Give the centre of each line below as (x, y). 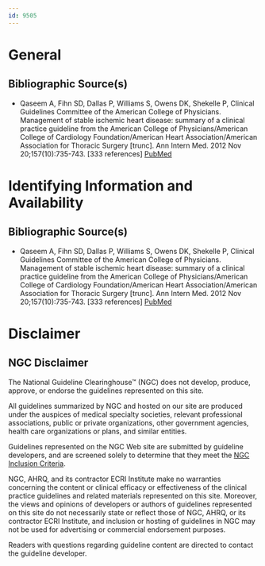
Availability (46, 202)
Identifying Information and (100, 185)
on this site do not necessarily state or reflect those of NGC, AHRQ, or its (127, 512)
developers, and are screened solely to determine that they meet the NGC (129, 455)
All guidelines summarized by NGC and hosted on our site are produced (126, 406)
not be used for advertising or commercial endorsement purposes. (117, 529)
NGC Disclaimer (48, 363)
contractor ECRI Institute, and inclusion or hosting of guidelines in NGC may (132, 521)
